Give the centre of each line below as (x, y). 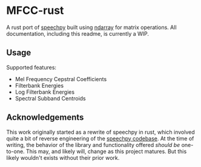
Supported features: (31, 67)
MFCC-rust (35, 11)
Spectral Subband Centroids (50, 98)
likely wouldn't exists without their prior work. (63, 157)
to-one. (16, 151)
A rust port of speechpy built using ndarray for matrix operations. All (91, 27)
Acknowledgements (45, 118)
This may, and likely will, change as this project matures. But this (107, 151)
